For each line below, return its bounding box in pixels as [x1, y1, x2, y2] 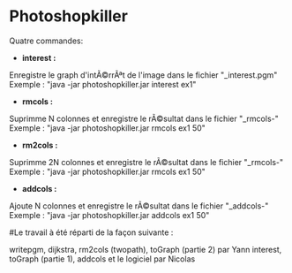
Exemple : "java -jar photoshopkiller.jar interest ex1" [9, 79, 197, 89]
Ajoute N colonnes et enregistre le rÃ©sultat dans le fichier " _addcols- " [9, 201, 269, 211]
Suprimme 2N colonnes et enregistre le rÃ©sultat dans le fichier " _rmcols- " [9, 156, 284, 167]
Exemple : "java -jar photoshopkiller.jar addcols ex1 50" [9, 209, 210, 220]
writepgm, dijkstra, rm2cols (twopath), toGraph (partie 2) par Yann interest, [9, 244, 282, 254]
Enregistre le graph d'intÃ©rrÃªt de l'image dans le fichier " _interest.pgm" [9, 69, 278, 80]
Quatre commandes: [9, 35, 84, 46]
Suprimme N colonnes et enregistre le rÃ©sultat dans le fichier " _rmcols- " [9, 113, 280, 124]
